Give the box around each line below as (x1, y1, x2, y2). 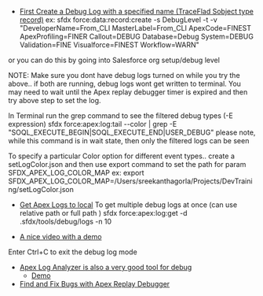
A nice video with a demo (19, 232, 102, 241)
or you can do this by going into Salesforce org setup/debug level (8, 55, 220, 65)
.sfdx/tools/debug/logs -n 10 (19, 216, 112, 226)
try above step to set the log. (8, 96, 101, 105)
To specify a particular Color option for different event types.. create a (8, 151, 236, 161)
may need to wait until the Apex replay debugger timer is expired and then (8, 87, 248, 97)
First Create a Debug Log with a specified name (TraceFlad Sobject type (19, 7, 254, 16)
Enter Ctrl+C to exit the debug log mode (8, 247, 137, 257)
